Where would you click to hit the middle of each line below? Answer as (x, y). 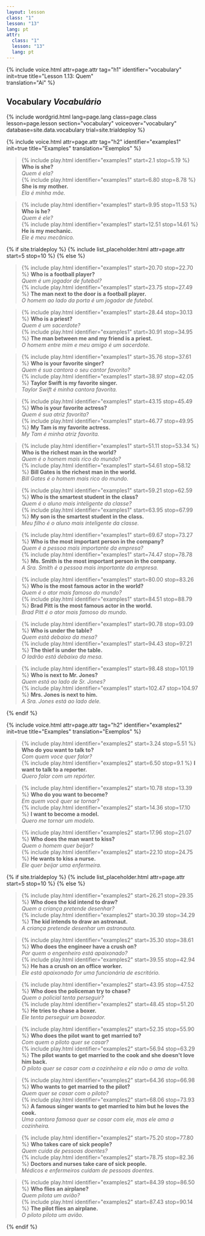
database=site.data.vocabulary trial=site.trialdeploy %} (76, 130)
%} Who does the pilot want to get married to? (81, 1035)
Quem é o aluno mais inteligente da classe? (76, 503)
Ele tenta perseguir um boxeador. (63, 1017)
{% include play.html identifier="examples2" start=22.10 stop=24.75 (107, 852)
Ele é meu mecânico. (48, 237)
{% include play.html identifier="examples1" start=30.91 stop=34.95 (107, 332)
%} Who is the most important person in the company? (92, 541)
